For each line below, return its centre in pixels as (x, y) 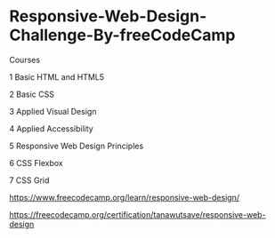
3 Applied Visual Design (53, 111)
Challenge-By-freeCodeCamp (122, 35)
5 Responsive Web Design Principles (77, 146)
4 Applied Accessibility (51, 128)
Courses (25, 59)
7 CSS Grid (29, 180)
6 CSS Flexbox (36, 163)
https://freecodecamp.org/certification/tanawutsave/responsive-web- (137, 214)
